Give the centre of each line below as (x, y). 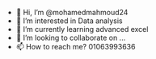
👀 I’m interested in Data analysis (69, 21)
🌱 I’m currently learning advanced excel (82, 29)
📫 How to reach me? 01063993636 (76, 47)
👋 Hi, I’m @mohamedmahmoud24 (72, 12)
